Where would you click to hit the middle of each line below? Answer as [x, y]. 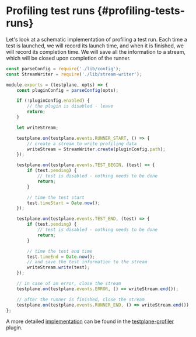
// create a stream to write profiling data [82, 144]
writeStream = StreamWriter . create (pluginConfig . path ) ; [96, 149]
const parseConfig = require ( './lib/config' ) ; [64, 68]
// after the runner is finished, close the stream [80, 300]
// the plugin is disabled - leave [70, 106]
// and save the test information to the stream [87, 262]
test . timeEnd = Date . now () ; [61, 257]
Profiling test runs [50, 11]
